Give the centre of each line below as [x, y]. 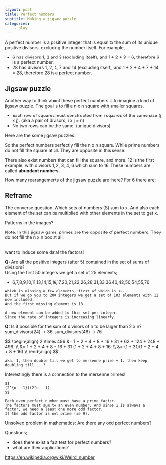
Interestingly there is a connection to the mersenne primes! [65, 374]
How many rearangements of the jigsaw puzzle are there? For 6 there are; [81, 180]
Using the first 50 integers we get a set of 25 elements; [61, 272]
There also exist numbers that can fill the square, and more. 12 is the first [80, 160]
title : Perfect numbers [30, 14]
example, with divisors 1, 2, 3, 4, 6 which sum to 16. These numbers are [78, 165]
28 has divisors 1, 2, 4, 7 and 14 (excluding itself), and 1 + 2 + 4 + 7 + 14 [85, 68]
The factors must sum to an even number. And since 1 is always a [75, 405]
